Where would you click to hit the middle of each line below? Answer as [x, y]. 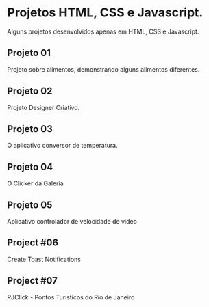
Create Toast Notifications [44, 259]
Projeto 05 [30, 205]
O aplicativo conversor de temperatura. [62, 146]
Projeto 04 [30, 166]
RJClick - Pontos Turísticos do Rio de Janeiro [71, 297]
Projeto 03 [30, 129]
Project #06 [33, 243]
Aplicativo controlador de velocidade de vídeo [72, 221]
